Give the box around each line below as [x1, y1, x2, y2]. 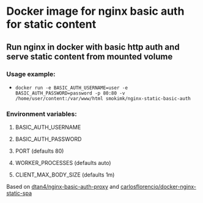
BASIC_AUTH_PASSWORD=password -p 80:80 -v [15, 90, 125, 96]
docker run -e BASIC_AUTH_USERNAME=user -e [15, 85, 128, 91]
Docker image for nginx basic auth [6, 4, 185, 18]
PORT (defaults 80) [15, 147, 64, 155]
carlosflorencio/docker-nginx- [120, 183, 197, 191]
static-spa [6, 190, 32, 197]
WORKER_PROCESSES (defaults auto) [15, 159, 111, 167]
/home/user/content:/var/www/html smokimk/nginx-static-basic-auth [15, 95, 191, 102]
